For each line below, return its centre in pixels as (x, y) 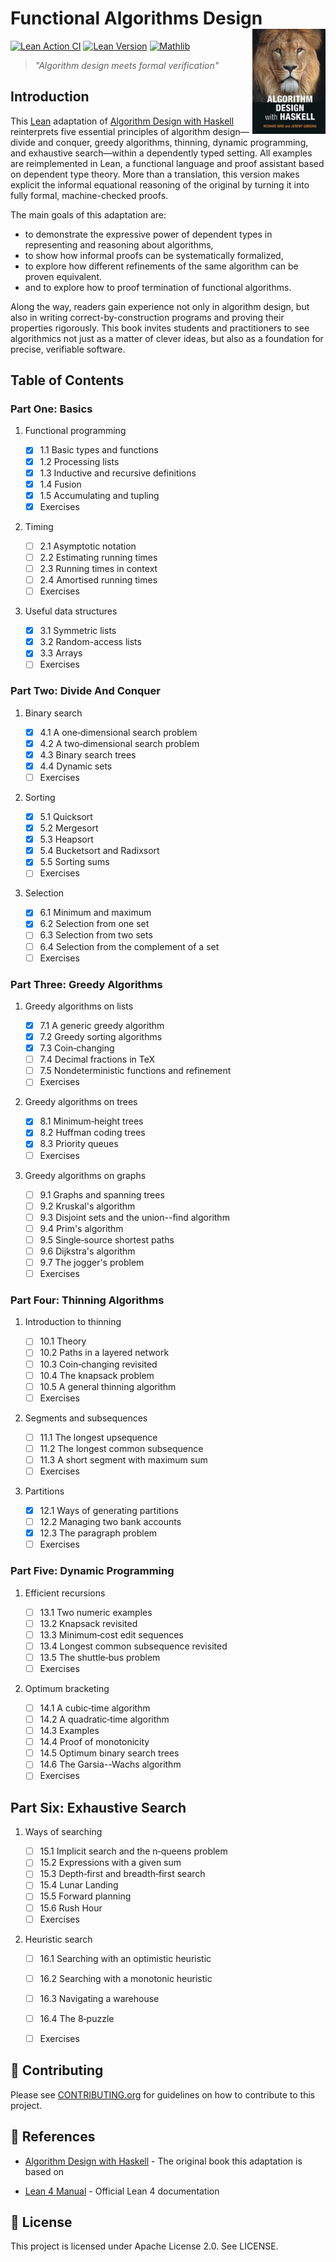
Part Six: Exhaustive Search (98, 1807)
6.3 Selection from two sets (96, 935)
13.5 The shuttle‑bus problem (100, 1657)
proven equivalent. (63, 276)
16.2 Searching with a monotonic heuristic (126, 1978)
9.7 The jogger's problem (92, 1262)
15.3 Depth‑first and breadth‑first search (122, 1874)
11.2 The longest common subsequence (121, 1448)
